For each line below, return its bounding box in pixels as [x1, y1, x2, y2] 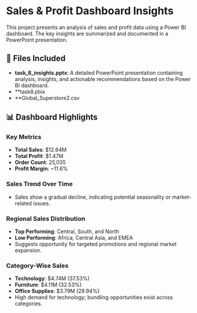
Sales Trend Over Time [6, 180, 73, 188]
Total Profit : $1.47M [14, 153, 64, 160]
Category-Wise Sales [6, 262, 69, 270]
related [14, 199, 32, 206]
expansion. [14, 247, 42, 254]
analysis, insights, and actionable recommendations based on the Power [14, 75, 191, 82]
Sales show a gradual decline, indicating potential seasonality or [14, 193, 171, 201]
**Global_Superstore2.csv [14, 94, 80, 101]
